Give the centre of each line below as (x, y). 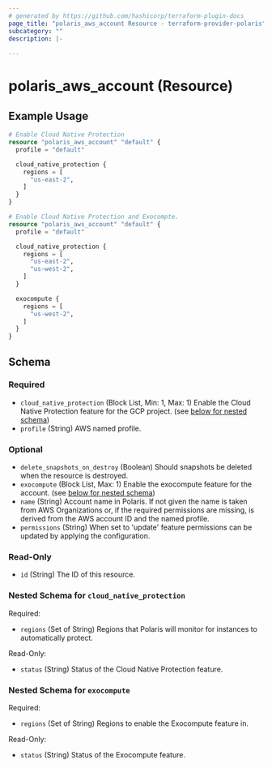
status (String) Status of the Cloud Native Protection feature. (121, 669)
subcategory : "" (36, 31)
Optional (25, 449)
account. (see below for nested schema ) (87, 493)
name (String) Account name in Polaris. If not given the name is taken (134, 502)
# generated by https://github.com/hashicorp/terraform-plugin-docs (126, 16)
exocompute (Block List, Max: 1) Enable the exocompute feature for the (136, 484)
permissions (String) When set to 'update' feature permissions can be (136, 527)
